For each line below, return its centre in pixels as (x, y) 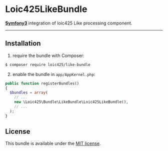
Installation (23, 43)
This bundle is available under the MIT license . (53, 143)
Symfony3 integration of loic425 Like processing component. (69, 23)
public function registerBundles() (42, 83)
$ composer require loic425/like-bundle (48, 64)
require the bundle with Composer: (48, 55)
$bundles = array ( (29, 93)
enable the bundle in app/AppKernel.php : (54, 74)
